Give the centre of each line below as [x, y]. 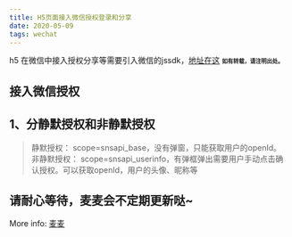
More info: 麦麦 [37, 224]
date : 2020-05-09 [42, 26]
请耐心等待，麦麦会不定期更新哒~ [101, 200]
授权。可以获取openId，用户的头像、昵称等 [118, 169]
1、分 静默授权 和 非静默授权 [83, 124]
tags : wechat [33, 34]
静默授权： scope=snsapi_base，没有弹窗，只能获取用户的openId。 [156, 147]
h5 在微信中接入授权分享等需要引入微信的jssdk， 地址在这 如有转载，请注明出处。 [146, 61]
